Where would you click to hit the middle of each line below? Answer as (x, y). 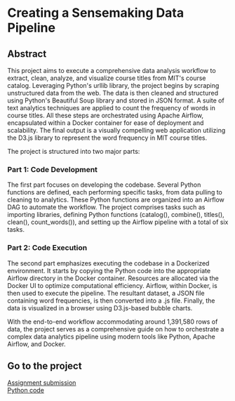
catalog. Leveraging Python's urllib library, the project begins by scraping (113, 85)
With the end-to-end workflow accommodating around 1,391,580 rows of (113, 322)
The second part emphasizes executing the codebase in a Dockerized (108, 263)
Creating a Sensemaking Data (96, 13)
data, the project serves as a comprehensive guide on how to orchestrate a (116, 329)
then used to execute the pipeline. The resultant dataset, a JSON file (106, 293)
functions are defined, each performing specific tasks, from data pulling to (115, 192)
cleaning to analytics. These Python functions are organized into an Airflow (116, 200)
